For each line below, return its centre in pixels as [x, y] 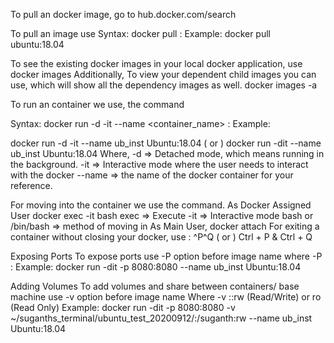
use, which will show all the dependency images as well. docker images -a [164, 85]
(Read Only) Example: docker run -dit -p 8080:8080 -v [123, 307]
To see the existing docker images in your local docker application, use [156, 63]
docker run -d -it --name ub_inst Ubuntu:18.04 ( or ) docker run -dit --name [166, 143]
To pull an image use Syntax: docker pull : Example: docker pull [141, 33]
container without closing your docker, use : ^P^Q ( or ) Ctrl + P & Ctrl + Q [161, 237]
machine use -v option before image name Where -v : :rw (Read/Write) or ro [166, 297]
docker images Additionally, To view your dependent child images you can [163, 74]
